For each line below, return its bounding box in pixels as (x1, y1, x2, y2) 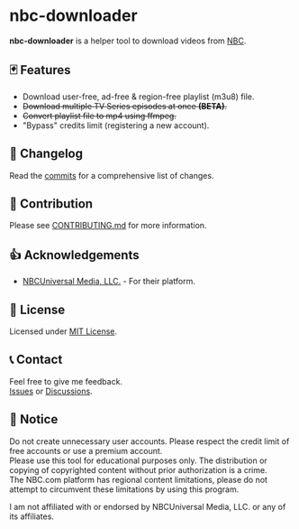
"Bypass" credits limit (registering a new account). (22, 119, 210, 131)
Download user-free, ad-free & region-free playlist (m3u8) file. (22, 91, 255, 102)
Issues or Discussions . (9, 385, 93, 396)
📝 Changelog (9, 146, 84, 162)
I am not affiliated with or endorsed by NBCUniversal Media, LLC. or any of (9, 501, 286, 512)
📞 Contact (9, 352, 63, 367)
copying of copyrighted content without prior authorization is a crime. (9, 464, 267, 475)
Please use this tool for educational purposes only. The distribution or (9, 455, 267, 466)
